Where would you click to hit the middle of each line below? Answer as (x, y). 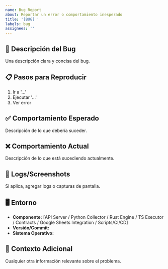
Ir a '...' (19, 92)
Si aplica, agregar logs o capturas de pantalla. (53, 186)
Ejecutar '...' (24, 97)
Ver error (22, 102)
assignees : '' (20, 29)
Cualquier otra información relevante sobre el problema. (63, 261)
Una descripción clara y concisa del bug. (48, 61)
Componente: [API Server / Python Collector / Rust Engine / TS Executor (88, 217)
